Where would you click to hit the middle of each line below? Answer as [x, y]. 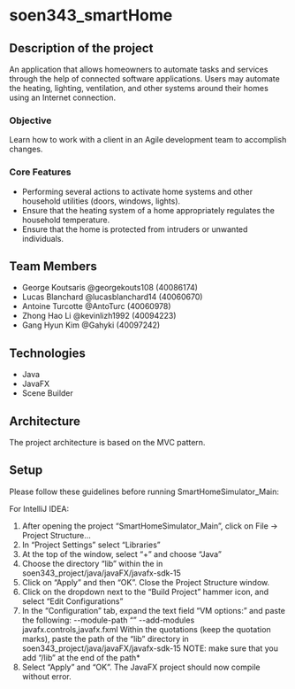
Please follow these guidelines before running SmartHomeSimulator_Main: [144, 492]
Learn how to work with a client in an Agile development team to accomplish [148, 140]
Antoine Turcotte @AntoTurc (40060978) [96, 306]
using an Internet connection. [63, 97]
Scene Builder [47, 393]
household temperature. [66, 220]
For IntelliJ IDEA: [39, 508]
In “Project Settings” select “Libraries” [91, 545]
